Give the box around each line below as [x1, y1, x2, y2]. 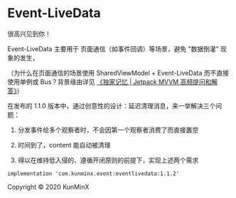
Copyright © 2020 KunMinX [7, 182, 90, 191]
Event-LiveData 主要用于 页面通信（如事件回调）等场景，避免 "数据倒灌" [7, 44, 219, 53]
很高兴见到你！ [7, 29, 51, 38]
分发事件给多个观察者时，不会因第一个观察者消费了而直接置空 [17, 125, 199, 134]
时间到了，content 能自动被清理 [17, 140, 111, 149]
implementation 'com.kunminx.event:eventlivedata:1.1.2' [7, 170, 180, 177]
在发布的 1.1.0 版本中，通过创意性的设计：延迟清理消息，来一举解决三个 [7, 101, 216, 110]
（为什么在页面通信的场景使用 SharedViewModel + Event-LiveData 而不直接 [7, 68, 230, 77]
